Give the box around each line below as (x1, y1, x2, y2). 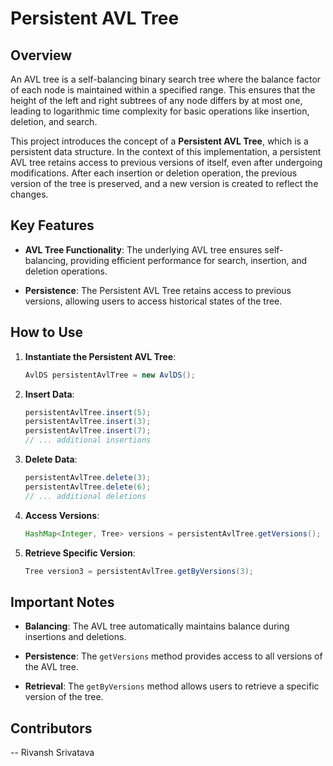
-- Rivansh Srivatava (10, 747, 95, 758)
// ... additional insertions (24, 435, 152, 446)
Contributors (10, 720, 93, 737)
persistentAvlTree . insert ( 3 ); (24, 417, 152, 427)
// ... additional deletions (24, 491, 147, 501)
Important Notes (10, 593, 115, 611)
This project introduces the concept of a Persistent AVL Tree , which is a (10, 135, 309, 147)
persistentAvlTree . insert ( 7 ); (24, 426, 152, 436)
